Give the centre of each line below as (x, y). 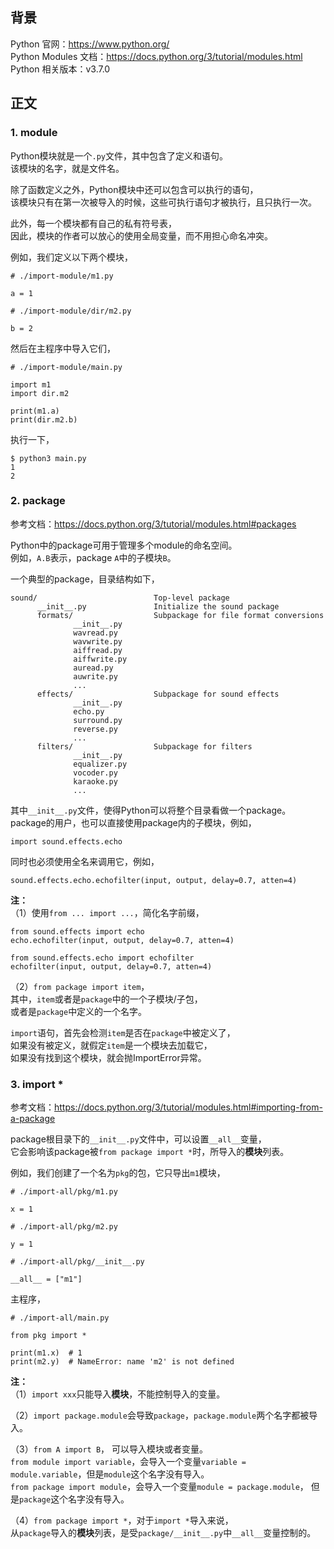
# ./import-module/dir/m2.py (71, 311)
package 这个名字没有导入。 (74, 1499)
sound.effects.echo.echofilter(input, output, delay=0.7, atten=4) (154, 880)
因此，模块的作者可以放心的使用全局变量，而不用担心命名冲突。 (141, 235)
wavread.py (95, 633)
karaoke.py (95, 781)
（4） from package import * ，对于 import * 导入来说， (122, 1520)
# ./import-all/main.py (60, 1318)
